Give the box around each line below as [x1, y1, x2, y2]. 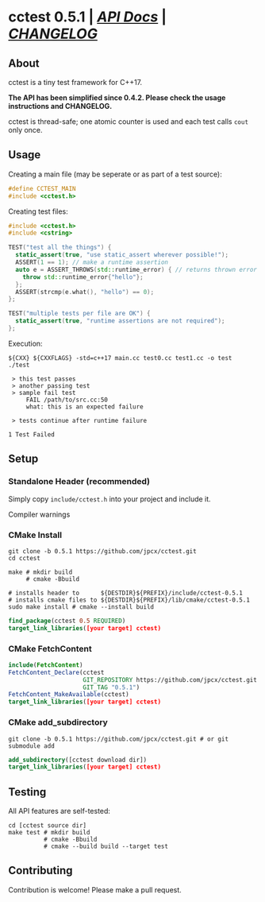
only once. [8, 126, 43, 134]
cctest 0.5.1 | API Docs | [8, 8, 167, 26]
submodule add [8, 741, 56, 750]
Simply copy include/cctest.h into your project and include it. [8, 494, 212, 504]
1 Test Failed [8, 430, 56, 439]
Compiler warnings [8, 509, 71, 519]
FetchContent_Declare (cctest [8, 668, 105, 676]
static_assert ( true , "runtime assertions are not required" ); [15, 317, 225, 325]
